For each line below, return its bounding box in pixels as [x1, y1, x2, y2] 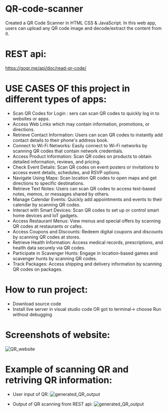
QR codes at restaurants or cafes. [12, 223, 83, 229]
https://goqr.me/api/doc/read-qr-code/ [5, 65, 87, 71]
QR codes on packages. [12, 266, 63, 272]
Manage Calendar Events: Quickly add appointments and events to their [12, 196, 163, 202]
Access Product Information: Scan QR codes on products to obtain [12, 153, 152, 159]
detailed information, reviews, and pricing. [12, 158, 101, 164]
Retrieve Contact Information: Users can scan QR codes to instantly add [12, 132, 163, 138]
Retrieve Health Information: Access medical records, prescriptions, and [12, 239, 163, 245]
